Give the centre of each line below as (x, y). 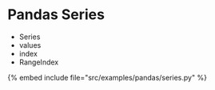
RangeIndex (39, 62)
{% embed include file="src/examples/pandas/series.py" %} (107, 77)
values (30, 45)
